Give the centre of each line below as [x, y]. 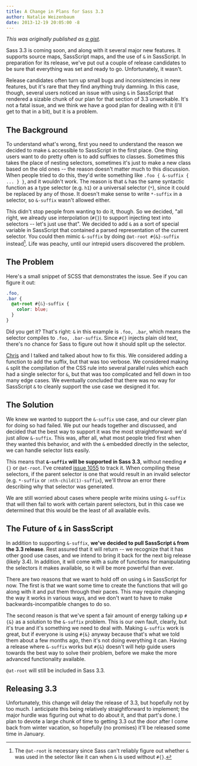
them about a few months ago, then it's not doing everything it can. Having [96, 640]
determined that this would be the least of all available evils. [78, 510]
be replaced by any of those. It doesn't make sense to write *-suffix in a [94, 194]
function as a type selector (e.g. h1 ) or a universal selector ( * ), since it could [98, 188]
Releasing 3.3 [32, 688]
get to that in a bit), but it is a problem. [52, 111]
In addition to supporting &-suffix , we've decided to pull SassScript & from [98, 543]
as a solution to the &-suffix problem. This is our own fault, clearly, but [101, 621]
